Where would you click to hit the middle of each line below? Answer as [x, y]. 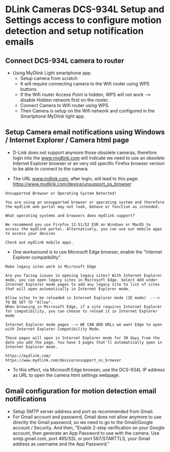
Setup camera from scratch [49, 78]
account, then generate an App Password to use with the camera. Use [86, 433]
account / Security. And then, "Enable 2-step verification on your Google [89, 428]
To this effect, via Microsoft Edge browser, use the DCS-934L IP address [89, 369]
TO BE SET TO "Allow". [29, 302]
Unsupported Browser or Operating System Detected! [61, 193]
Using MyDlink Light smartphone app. [52, 73]
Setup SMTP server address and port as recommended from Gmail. [83, 411]
